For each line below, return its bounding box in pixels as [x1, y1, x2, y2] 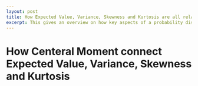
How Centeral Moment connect [6, 44, 162, 58]
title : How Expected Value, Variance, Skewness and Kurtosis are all [6, 14, 181, 20]
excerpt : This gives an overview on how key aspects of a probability [6, 19, 183, 25]
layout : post [6, 8, 38, 15]
